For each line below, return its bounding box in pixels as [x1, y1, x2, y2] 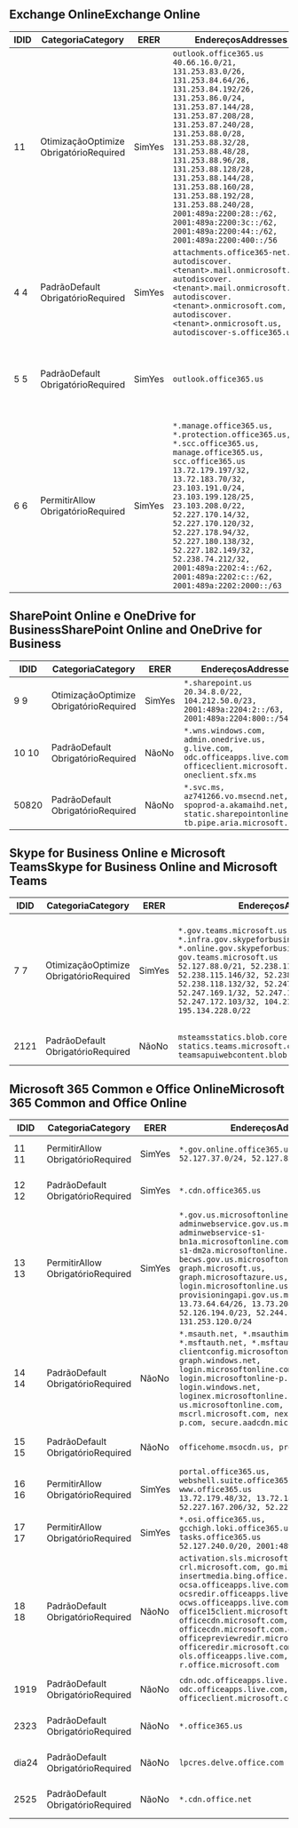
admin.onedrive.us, [183, 734, 266, 745]
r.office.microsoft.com [178, 1660, 279, 1670]
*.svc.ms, [183, 782, 225, 792]
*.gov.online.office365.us [178, 1145, 294, 1154]
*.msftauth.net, [178, 1337, 248, 1348]
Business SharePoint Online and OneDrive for [9, 622, 263, 638]
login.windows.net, [178, 1382, 262, 1393]
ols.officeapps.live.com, [178, 1651, 288, 1661]
